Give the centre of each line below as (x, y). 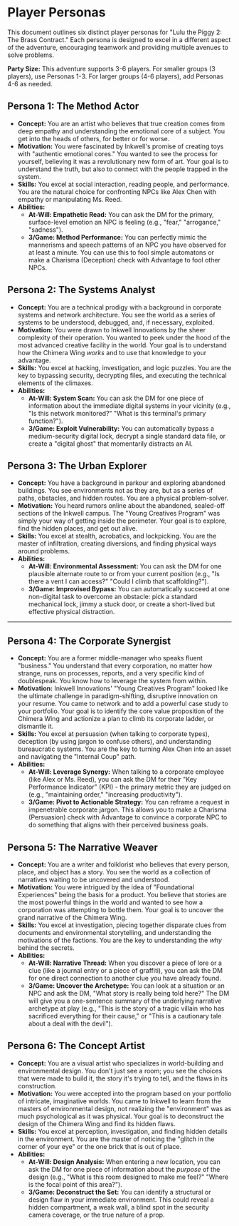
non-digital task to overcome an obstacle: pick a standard (113, 597)
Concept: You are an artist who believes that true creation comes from (121, 123)
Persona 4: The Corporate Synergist (89, 641)
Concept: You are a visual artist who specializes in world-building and (121, 1063)
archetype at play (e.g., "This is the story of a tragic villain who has (126, 1008)
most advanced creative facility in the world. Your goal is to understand (122, 345)
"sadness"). (46, 230)
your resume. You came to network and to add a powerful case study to (123, 704)
